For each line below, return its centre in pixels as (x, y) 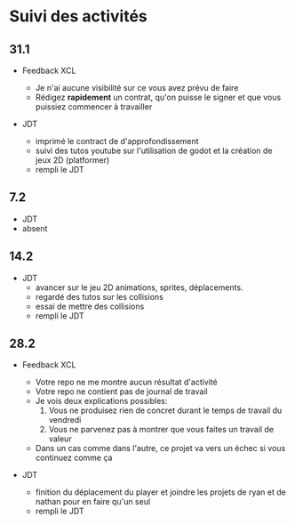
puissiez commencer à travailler (94, 107)
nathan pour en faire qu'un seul (93, 502)
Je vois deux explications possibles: (101, 401)
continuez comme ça (74, 458)
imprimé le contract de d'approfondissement (117, 141)
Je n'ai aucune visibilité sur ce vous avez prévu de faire (137, 88)
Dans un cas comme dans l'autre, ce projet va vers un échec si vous (160, 448)
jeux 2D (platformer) (72, 160)
